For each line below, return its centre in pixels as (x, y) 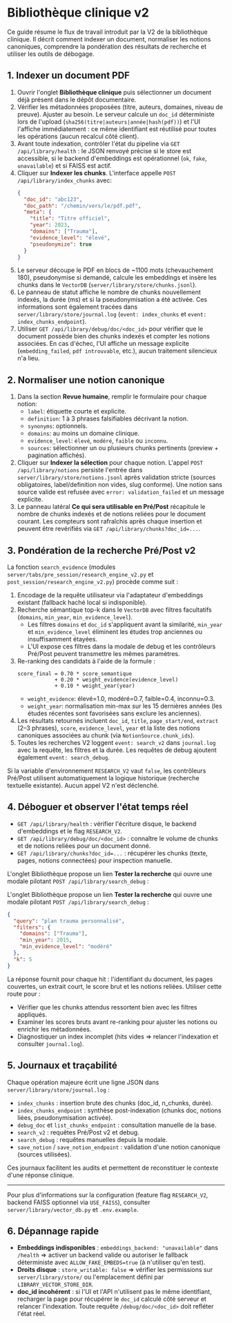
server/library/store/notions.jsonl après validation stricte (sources (116, 477)
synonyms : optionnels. (57, 426)
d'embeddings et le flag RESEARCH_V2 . (70, 831)
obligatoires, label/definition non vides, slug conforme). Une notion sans (120, 485)
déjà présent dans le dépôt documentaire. (77, 99)
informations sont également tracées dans (77, 307)
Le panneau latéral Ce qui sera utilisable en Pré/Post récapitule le (111, 507)
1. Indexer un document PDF (68, 76)
